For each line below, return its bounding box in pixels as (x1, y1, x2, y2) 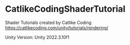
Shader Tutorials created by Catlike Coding (5, 20, 92, 25)
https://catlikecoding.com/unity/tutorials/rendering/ (5, 24, 108, 30)
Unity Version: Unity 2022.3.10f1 (5, 34, 69, 40)
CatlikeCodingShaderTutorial (5, 3, 126, 15)
